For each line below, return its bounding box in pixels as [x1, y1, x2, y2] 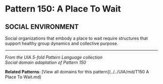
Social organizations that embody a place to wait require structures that [5, 35, 148, 41]
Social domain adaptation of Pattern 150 [5, 59, 86, 65]
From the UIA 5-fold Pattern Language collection [5, 55, 103, 60]
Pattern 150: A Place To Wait [5, 3, 121, 14]
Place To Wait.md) [5, 74, 42, 80]
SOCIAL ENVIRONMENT [5, 23, 79, 31]
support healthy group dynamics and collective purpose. [5, 41, 118, 46]
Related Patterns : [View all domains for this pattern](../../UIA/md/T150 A [5, 69, 149, 74]
